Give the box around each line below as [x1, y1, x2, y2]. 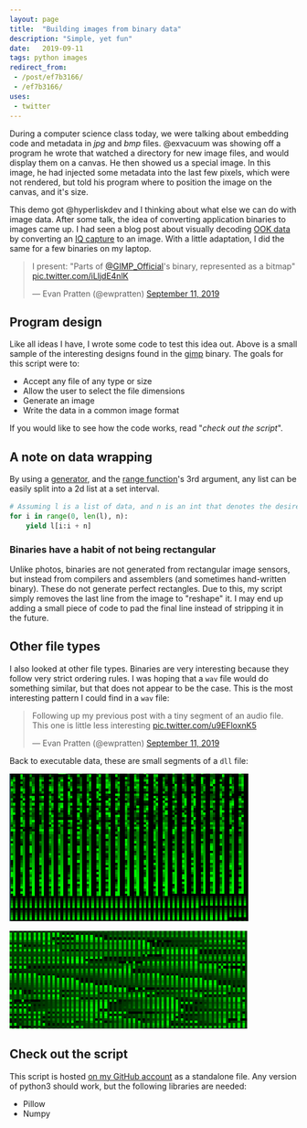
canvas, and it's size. [9, 186, 89, 197]
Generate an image [22, 395, 95, 406]
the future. [9, 613, 49, 624]
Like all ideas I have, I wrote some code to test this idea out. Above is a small [9, 338, 298, 349]
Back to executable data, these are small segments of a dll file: [9, 755, 249, 766]
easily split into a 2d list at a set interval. [9, 483, 160, 494]
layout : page [9, 15, 59, 24]
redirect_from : [9, 63, 68, 72]
